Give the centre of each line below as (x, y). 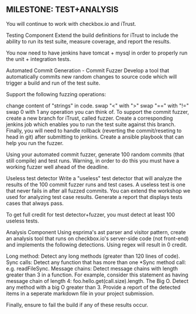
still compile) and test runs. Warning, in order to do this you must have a (93, 160)
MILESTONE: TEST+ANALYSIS (62, 10)
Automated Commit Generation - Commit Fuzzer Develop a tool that (88, 70)
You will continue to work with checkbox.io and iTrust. (71, 23)
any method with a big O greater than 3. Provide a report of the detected (93, 287)
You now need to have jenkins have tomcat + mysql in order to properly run (97, 53)
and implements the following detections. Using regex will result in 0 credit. (97, 244)
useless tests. (23, 221)
